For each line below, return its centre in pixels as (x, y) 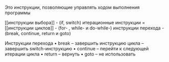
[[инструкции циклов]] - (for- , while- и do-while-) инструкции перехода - (84, 28)
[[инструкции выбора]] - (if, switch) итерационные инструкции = (75, 23)
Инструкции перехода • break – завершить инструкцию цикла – (74, 43)
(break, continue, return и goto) (38, 33)
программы (18, 13)
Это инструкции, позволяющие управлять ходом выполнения (72, 7)
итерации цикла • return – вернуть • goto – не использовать (70, 54)
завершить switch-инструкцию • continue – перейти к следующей (77, 49)
